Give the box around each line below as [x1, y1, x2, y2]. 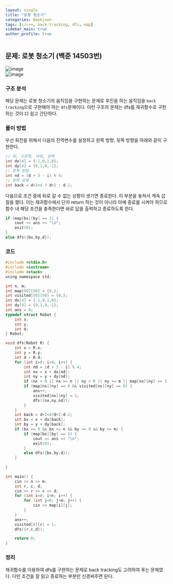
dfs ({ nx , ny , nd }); [32, 398, 71, 403]
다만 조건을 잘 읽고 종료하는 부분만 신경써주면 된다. [12, 573, 114, 579]
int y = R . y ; [14, 350, 43, 355]
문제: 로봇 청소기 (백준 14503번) [5, 52, 102, 61]
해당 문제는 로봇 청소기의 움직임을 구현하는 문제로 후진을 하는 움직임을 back [5, 98, 156, 104]
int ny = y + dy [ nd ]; [24, 374, 71, 379]
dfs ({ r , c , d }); [14, 526, 45, 532]
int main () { [5, 474, 33, 479]
